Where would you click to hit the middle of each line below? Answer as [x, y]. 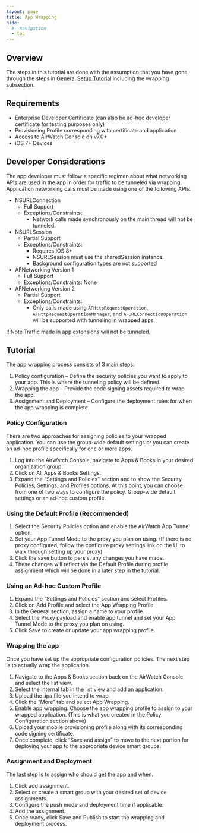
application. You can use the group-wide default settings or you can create [98, 442]
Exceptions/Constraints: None [60, 282]
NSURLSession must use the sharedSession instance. [98, 257]
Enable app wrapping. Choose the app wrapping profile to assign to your [104, 708]
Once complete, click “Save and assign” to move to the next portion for [102, 740]
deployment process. [41, 823]
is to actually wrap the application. [48, 665]
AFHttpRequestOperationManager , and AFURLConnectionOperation [110, 314]
